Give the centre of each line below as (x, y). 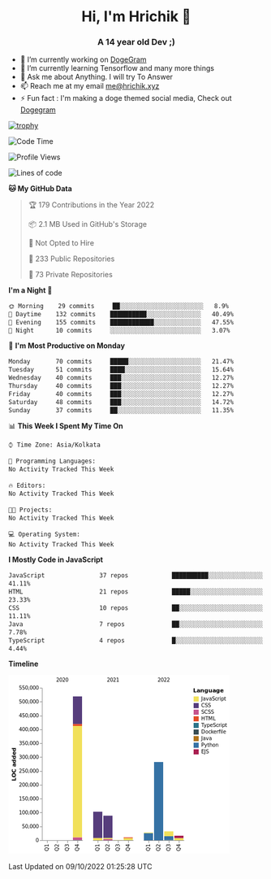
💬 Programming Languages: (52, 461)
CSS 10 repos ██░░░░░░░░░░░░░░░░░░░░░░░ (136, 608)
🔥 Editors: (27, 486)
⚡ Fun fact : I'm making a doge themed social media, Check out (126, 98)
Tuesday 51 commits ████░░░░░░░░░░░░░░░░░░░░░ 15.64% (121, 370)
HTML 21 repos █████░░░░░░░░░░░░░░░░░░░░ (136, 592)
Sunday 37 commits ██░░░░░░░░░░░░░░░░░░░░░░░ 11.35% (121, 411)
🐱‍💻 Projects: (30, 510)
